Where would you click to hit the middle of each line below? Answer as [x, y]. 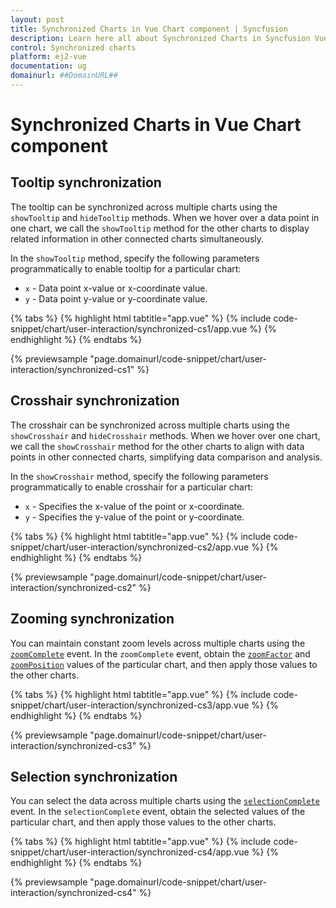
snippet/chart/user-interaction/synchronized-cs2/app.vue [130, 547]
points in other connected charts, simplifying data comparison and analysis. [166, 457]
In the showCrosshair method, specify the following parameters [139, 476]
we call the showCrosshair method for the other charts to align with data [157, 446]
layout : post [37, 19]
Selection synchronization [94, 776]
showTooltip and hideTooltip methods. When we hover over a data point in [165, 217]
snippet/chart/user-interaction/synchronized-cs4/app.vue [130, 852]
